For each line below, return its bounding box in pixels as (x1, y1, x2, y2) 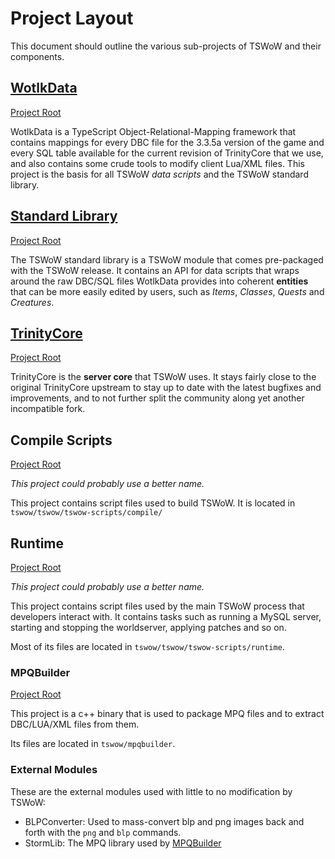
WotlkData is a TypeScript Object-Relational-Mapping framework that (10, 125, 297, 137)
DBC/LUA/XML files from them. (10, 718, 140, 731)
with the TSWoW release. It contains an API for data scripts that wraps (10, 264, 300, 276)
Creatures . (10, 296, 55, 308)
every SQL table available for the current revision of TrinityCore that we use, (10, 147, 324, 159)
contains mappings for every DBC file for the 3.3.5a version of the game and (10, 136, 325, 148)
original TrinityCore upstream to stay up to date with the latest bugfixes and (10, 382, 322, 394)
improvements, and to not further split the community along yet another (10, 392, 305, 404)
